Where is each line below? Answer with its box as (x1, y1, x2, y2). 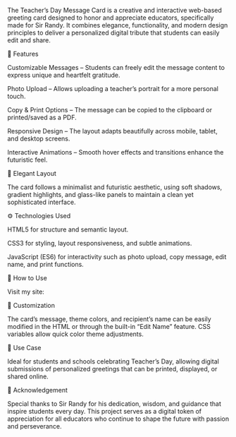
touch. (7, 92, 26, 100)
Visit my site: (7, 287, 44, 296)
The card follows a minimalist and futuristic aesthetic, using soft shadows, (7, 183, 223, 191)
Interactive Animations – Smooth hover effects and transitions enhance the (7, 148, 224, 156)
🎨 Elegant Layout (7, 169, 56, 177)
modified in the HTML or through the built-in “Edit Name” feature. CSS (7, 323, 211, 330)
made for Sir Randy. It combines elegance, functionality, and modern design (7, 21, 228, 29)
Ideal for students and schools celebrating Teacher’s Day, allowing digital (7, 357, 220, 366)
